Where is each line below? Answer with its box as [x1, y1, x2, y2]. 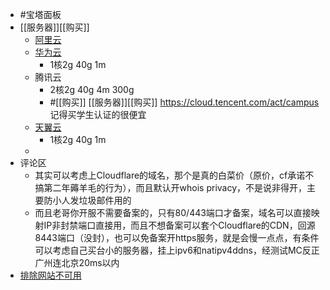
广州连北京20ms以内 [34, 257, 120, 268]
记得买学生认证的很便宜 [49, 109, 147, 120]
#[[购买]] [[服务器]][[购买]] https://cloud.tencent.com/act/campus [49, 96, 320, 108]
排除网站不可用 [19, 269, 82, 281]
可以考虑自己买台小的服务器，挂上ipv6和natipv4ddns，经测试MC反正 [34, 244, 320, 256]
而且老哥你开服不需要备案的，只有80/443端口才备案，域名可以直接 [34, 207, 312, 218]
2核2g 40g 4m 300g [49, 84, 135, 95]
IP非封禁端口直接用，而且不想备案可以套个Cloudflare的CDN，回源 [43, 219, 316, 231]
